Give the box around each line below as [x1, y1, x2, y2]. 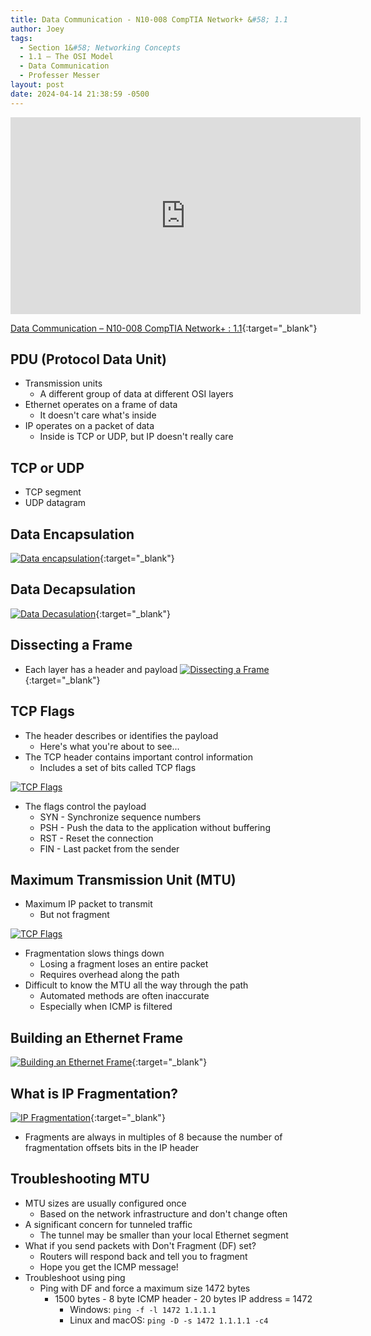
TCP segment [24, 486, 82, 498]
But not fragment [39, 909, 110, 921]
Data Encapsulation [10, 526, 135, 543]
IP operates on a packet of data [24, 420, 155, 432]
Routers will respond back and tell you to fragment [39, 1250, 248, 1262]
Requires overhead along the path [39, 969, 180, 981]
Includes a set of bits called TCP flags [39, 761, 197, 773]
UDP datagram [24, 497, 87, 509]
